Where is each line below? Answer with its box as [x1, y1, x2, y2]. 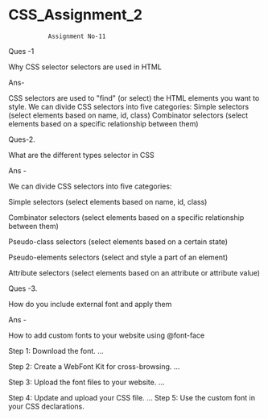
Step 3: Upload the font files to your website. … [8, 377, 165, 387]
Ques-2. [8, 135, 36, 144]
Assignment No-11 [47, 32, 106, 40]
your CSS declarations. [8, 401, 85, 411]
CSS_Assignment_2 [8, 6, 143, 24]
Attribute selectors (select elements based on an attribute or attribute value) [8, 268, 260, 277]
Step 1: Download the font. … [8, 346, 105, 355]
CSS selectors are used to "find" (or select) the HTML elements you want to [8, 93, 260, 102]
